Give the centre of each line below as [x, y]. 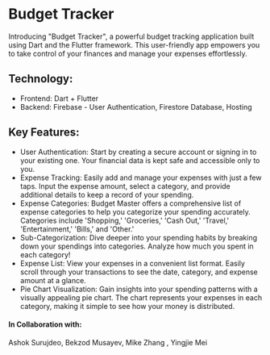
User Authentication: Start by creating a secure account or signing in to [138, 152]
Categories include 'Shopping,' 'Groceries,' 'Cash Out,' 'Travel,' [125, 220]
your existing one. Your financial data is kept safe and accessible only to [140, 160]
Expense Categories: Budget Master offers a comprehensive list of [131, 203]
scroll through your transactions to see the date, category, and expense [139, 272]
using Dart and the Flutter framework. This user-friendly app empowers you [134, 44]
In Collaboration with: [45, 324]
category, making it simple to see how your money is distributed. [127, 306]
